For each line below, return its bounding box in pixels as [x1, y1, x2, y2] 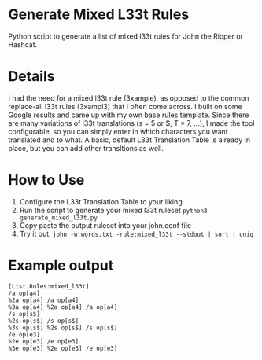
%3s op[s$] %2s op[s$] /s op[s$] [8, 324, 118, 332]
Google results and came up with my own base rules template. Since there [8, 110, 249, 119]
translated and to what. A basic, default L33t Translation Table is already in [8, 135, 250, 145]
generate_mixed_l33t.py [19, 214, 98, 222]
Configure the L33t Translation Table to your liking [19, 197, 183, 206]
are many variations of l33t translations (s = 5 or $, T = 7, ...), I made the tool [8, 118, 255, 127]
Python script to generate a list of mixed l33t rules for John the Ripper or [8, 31, 244, 41]
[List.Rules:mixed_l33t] [8, 282, 90, 290]
